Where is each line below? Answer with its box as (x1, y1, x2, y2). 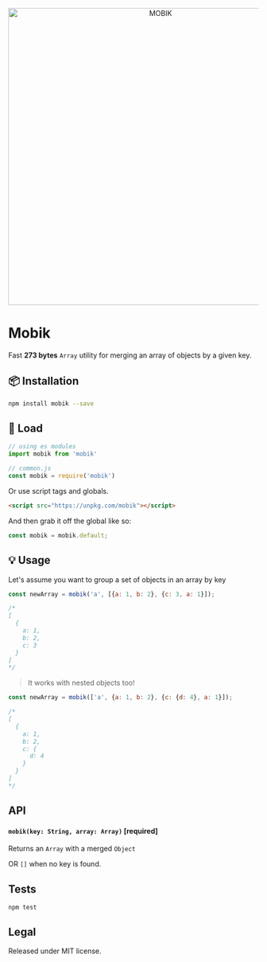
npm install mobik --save (8, 399, 94, 408)
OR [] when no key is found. (8, 859, 102, 869)
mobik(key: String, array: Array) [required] (8, 826, 159, 835)
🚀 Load (8, 422, 44, 436)
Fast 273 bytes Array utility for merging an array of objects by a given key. (8, 350, 252, 360)
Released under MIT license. (8, 946, 102, 956)
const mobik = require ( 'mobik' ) (8, 472, 115, 480)
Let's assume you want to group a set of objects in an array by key (8, 574, 226, 585)
